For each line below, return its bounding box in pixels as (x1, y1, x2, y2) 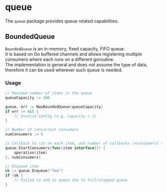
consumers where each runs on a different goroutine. (5, 56, 114, 62)
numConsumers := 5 (5, 132, 43, 137)
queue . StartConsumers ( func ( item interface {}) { (5, 145, 106, 151)
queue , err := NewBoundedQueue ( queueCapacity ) (5, 104, 103, 109)
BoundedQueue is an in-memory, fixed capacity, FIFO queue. (5, 45, 125, 51)
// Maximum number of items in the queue (5, 91, 92, 96)
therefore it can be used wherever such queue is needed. (5, 67, 123, 73)
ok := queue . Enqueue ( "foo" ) (5, 169, 64, 174)
